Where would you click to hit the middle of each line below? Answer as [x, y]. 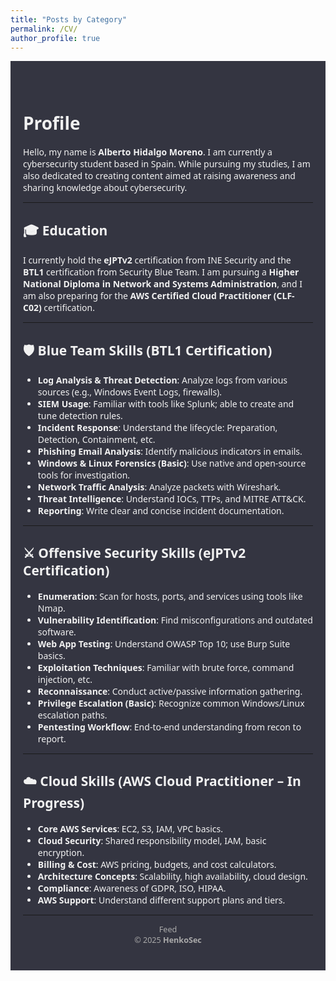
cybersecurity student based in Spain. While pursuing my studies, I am [167, 164]
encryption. [61, 852]
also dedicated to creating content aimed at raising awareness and [159, 176]
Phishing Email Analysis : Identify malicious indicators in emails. [170, 451]
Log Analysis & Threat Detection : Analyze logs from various [162, 379]
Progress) [54, 803]
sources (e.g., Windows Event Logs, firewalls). [130, 391]
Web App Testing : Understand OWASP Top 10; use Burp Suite [164, 643]
